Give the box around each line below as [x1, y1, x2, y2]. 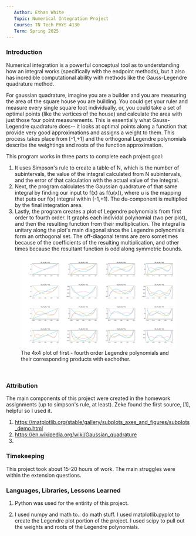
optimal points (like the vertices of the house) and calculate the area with [6, 110, 183, 117]
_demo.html [14, 425, 43, 432]
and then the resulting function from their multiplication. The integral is [14, 220, 186, 227]
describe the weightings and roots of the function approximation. [6, 141, 163, 148]
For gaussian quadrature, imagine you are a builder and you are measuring [6, 91, 187, 99]
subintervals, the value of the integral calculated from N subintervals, [14, 170, 182, 177]
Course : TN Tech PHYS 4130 [13, 22, 80, 28]
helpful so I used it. [6, 408, 52, 415]
